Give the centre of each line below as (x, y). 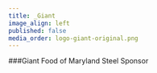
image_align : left (39, 23)
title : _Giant (32, 16)
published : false (37, 30)
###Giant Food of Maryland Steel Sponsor (78, 61)
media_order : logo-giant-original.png (73, 38)
